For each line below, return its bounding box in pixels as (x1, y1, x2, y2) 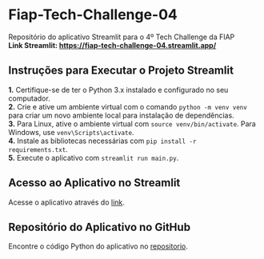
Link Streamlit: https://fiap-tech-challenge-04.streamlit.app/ (8, 40, 217, 50)
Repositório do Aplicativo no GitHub (8, 220, 190, 233)
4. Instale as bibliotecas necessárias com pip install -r (8, 136, 197, 145)
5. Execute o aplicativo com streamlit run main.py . (8, 153, 179, 162)
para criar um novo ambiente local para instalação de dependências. (8, 110, 234, 120)
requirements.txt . (8, 144, 68, 153)
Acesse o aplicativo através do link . (8, 197, 126, 207)
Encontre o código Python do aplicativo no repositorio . (8, 241, 188, 251)
